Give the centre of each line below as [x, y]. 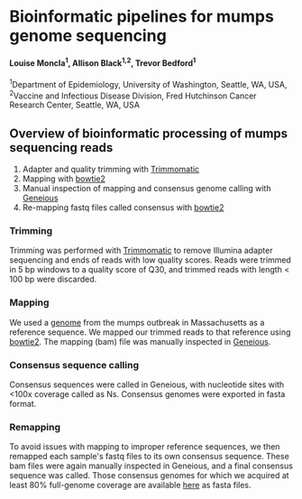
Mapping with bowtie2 [64, 179]
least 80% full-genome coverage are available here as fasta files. [130, 485]
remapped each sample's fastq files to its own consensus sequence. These [150, 457]
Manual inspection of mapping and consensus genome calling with [146, 189]
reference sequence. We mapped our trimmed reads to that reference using [150, 332]
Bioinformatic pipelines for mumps [142, 17]
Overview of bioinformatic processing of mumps [149, 133]
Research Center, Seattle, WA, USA [74, 105]
